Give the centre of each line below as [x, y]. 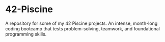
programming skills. [26, 34]
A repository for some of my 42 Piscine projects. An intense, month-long [81, 23]
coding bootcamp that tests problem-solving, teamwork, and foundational [83, 28]
